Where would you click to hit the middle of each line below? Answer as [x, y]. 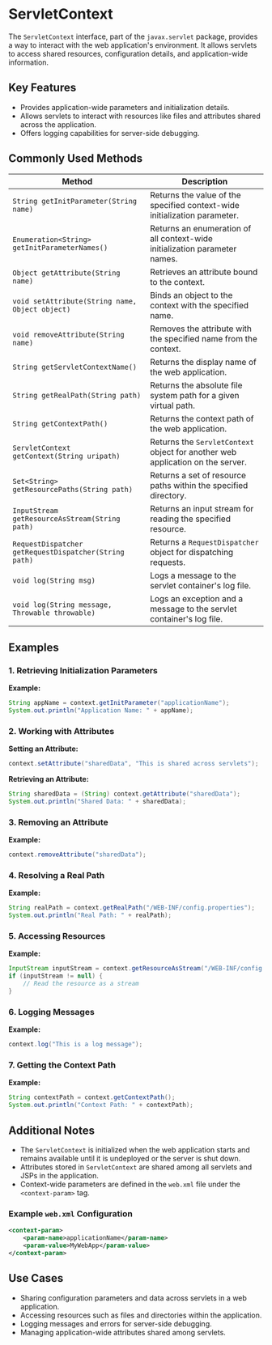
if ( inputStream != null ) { [56, 976]
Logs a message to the [193, 575]
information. [29, 62]
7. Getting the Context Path [62, 1065]
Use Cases [36, 1278]
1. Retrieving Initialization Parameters [83, 670]
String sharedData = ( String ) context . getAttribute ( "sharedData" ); [125, 794]
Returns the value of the [195, 195]
